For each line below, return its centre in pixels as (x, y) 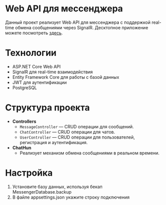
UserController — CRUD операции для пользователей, (77, 137)
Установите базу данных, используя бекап (57, 187)
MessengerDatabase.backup (42, 192)
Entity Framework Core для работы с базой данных (66, 77)
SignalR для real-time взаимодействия (53, 72)
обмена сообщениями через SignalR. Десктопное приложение (82, 27)
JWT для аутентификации (39, 82)
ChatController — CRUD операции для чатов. (67, 132)
